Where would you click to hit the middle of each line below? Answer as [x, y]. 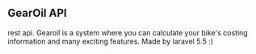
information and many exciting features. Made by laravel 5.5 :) [111, 41]
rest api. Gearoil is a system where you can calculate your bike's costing [128, 32]
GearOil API [37, 13]
